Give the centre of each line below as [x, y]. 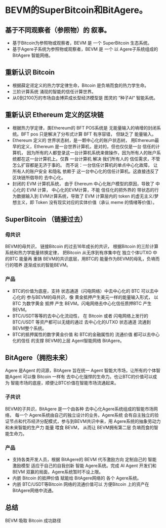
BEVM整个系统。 [29, 328]
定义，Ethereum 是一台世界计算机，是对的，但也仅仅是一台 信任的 [88, 146]
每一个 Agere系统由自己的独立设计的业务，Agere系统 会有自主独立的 [84, 415]
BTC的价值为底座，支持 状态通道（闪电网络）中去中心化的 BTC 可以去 [83, 291]
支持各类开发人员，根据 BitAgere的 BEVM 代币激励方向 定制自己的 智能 [84, 460]
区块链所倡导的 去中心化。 [39, 177]
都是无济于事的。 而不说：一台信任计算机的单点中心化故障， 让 [94, 165]
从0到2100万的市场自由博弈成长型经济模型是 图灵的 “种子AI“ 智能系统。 [85, 98]
